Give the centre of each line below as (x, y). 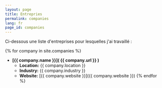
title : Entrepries (24, 14)
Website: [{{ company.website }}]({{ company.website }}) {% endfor (88, 76)
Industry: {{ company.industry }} (52, 70)
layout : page (18, 9)
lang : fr (14, 23)
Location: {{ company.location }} (53, 66)
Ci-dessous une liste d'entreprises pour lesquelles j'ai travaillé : (69, 41)
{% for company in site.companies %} (43, 51)
